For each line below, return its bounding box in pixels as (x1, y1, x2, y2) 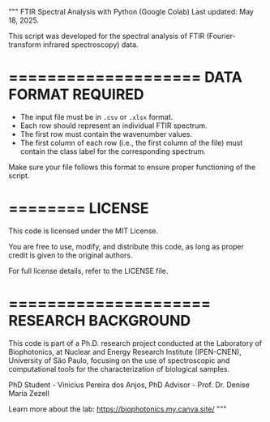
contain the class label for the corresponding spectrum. (19, 146, 207, 156)
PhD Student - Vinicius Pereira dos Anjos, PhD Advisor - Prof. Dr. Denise (8, 380, 250, 390)
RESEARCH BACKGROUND (8, 312, 191, 330)
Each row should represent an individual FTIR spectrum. (19, 121, 208, 130)
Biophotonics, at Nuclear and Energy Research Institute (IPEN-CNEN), (8, 347, 242, 356)
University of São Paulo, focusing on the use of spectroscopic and (8, 356, 230, 365)
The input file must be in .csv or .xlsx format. (19, 112, 174, 121)
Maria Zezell (8, 388, 50, 398)
